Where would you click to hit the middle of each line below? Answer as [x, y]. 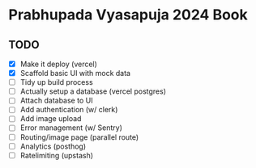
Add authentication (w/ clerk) [69, 110]
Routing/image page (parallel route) [79, 137]
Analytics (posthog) [53, 146]
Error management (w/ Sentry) [71, 128]
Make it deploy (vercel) [58, 64]
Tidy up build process [56, 82]
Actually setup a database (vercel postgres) [93, 91]
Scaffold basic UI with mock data [75, 73]
